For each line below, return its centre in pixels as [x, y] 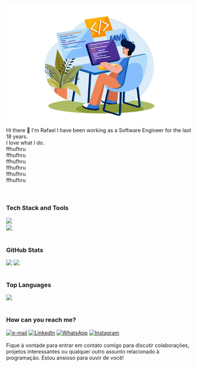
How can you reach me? [41, 320]
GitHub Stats [25, 250]
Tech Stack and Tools [37, 208]
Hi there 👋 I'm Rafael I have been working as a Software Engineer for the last [99, 130]
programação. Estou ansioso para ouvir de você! [65, 358]
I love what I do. [25, 143]
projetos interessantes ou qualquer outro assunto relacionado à [83, 351]
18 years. [17, 137]
